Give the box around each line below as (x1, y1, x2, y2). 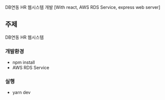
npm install (12, 59, 35, 65)
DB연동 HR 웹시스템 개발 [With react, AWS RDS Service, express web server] (5, 4, 161, 10)
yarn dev (12, 90, 31, 96)
